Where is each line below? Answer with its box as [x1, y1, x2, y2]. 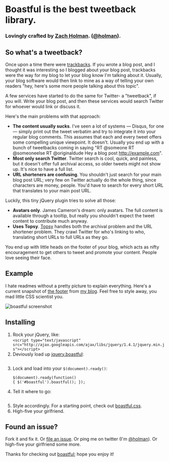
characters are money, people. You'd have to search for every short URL [12, 182, 164, 188]
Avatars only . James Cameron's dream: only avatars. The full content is [12, 207, 163, 213]
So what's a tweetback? [5, 48, 82, 57]
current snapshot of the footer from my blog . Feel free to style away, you [5, 288, 157, 294]
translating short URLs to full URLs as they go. [12, 234, 109, 240]
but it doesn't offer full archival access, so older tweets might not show [12, 160, 161, 166]
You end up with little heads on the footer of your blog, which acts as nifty [5, 244, 159, 250]
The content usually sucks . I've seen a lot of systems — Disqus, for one [12, 123, 164, 129]
